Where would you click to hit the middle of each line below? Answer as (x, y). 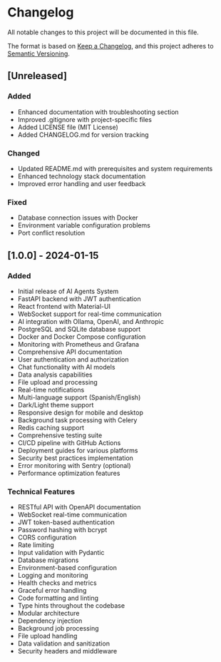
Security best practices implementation (76, 458)
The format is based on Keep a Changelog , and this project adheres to (110, 46)
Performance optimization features (69, 473)
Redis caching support (51, 427)
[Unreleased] (37, 76)
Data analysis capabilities (55, 375)
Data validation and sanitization (64, 643)
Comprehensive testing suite (60, 435)
